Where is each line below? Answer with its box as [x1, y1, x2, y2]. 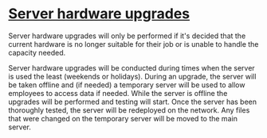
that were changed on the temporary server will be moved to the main [8, 113, 238, 123]
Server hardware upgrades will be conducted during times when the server [8, 63, 255, 72]
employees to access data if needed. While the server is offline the [8, 88, 228, 98]
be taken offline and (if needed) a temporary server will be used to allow [8, 80, 245, 90]
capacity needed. [8, 48, 66, 57]
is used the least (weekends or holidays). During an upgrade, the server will [8, 71, 257, 81]
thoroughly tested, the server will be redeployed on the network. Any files [8, 105, 250, 115]
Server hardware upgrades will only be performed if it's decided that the [8, 31, 246, 40]
